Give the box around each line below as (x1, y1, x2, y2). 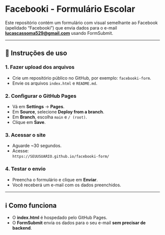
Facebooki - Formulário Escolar (5, 3, 136, 15)
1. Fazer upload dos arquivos (5, 64, 75, 71)
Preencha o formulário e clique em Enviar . (12, 176, 98, 182)
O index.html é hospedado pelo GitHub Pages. (12, 215, 108, 221)
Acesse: (12, 148, 29, 154)
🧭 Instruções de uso (5, 49, 67, 58)
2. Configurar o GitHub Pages (5, 92, 77, 99)
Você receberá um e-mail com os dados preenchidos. (12, 182, 121, 188)
